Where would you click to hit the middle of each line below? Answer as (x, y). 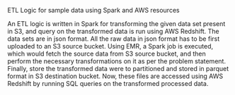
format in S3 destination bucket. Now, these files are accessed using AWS (115, 76)
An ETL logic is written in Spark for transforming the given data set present (116, 24)
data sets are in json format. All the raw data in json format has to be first (114, 39)
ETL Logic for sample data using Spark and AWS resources (93, 10)
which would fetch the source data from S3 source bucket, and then (107, 53)
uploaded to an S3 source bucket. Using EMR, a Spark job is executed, (110, 46)
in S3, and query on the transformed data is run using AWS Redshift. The (113, 31)
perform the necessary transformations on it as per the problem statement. (117, 61)
